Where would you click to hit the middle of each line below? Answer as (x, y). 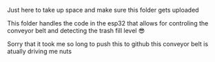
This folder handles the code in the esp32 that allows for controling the (108, 23)
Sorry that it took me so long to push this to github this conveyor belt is (108, 44)
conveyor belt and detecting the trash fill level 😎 (76, 31)
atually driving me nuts (40, 51)
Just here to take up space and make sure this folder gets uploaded (103, 10)
